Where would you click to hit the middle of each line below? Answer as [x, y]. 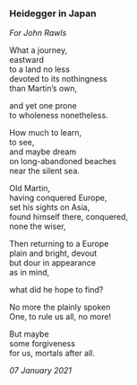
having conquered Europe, [58, 198]
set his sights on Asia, [50, 207]
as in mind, [30, 273]
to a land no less [39, 69]
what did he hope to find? [56, 290]
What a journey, [39, 50]
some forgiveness [43, 344]
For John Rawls [38, 33]
